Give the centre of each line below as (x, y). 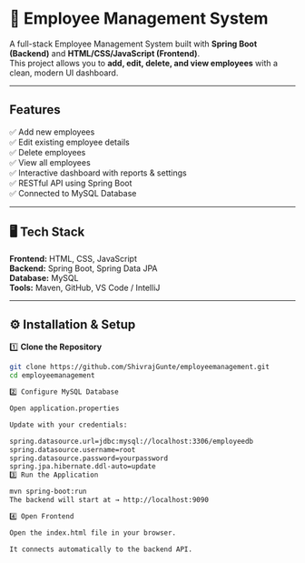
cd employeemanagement (52, 376)
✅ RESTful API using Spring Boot (71, 183)
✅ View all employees (50, 162)
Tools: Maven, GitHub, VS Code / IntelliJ (85, 287)
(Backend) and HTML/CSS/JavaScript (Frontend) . (105, 53)
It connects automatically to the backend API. (101, 549)
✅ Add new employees (52, 132)
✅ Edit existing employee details (69, 142)
